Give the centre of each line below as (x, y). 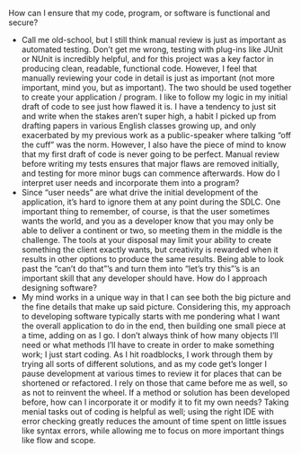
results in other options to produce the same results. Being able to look (152, 259)
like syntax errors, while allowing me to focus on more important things (153, 431)
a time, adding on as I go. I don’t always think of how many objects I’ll (150, 335)
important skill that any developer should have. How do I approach (144, 278)
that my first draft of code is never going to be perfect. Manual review (150, 154)
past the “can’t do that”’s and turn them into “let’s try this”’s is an (140, 269)
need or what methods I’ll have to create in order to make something (148, 345)
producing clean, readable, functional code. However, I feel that (139, 68)
